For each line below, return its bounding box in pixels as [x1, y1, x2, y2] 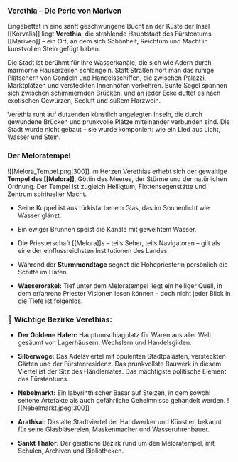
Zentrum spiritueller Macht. [7, 190, 87, 198]
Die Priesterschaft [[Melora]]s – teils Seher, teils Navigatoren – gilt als [17, 238, 220, 247]
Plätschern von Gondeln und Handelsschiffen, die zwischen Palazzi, [7, 73, 207, 82]
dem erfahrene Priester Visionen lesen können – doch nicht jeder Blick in [17, 289, 231, 297]
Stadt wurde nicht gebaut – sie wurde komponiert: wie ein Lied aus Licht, [7, 125, 221, 134]
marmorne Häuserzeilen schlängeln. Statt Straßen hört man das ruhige [7, 66, 215, 75]
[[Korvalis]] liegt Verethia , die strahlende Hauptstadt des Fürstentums [7, 29, 212, 38]
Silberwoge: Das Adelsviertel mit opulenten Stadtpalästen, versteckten [17, 351, 226, 360]
